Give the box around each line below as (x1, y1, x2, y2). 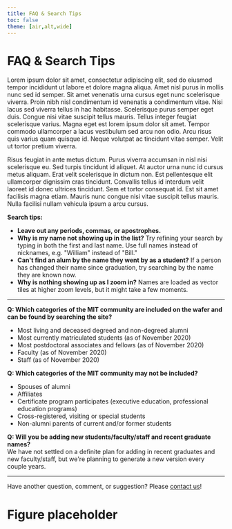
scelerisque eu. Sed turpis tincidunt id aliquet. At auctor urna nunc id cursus (7, 163, 224, 171)
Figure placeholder (7, 507, 118, 522)
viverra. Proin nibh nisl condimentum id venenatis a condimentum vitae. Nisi (7, 98, 223, 106)
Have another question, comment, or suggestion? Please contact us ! (7, 483, 202, 491)
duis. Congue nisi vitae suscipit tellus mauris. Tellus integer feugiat (7, 112, 197, 121)
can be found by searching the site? (7, 313, 113, 321)
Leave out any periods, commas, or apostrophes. (17, 227, 161, 235)
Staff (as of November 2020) (17, 356, 100, 364)
